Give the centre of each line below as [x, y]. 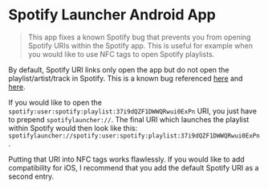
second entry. [31, 176]
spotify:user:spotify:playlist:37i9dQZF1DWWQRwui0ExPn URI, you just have [132, 111]
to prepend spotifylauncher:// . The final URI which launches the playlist [129, 119]
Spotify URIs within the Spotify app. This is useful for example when [140, 45]
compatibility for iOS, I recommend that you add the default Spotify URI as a [134, 167]
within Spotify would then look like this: [73, 128]
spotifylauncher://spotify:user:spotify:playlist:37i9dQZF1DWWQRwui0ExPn [134, 136]
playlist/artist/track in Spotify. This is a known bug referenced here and [126, 78]
